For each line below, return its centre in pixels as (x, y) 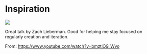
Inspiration (27, 9)
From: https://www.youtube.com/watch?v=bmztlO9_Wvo (62, 46)
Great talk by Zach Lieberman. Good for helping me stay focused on (74, 31)
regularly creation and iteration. (37, 36)
